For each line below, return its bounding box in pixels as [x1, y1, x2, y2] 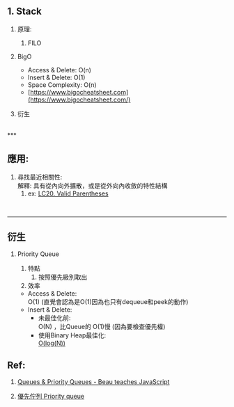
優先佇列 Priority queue [17, 392, 85, 401]
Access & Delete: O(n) [27, 65, 92, 74]
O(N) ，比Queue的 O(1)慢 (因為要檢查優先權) [38, 323, 166, 331]
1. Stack [7, 6, 42, 17]
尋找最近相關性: [17, 173, 63, 181]
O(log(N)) [38, 339, 66, 347]
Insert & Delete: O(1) [27, 73, 86, 81]
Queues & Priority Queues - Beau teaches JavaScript [17, 378, 170, 386]
